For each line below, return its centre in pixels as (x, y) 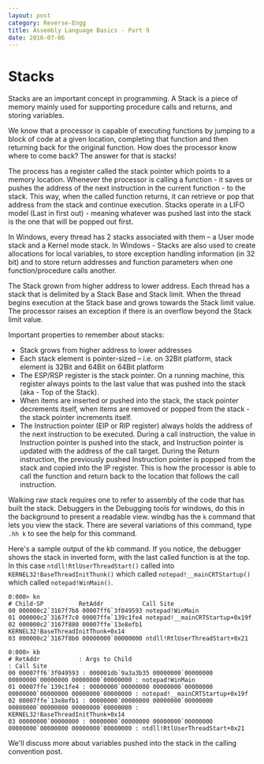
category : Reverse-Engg (47, 23)
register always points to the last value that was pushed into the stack (133, 384)
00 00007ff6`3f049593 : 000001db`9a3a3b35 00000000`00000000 (111, 673)
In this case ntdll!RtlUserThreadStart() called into (91, 565)
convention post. (35, 751)
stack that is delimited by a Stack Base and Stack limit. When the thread (125, 294)
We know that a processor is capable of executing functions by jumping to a (132, 130)
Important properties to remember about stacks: (86, 335)
